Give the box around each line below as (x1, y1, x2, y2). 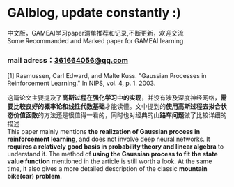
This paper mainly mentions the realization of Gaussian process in (7, 128, 201, 136)
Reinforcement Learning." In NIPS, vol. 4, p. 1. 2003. (7, 79, 156, 88)
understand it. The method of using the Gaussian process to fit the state (7, 150, 218, 158)
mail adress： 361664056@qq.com (7, 55, 129, 65)
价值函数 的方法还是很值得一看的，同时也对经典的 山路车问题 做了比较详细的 (13, 111, 227, 119)
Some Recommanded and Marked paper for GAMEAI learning (7, 36, 184, 45)
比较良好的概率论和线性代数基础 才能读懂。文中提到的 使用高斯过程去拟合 (13, 103, 221, 111)
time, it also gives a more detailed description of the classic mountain (7, 165, 208, 173)
